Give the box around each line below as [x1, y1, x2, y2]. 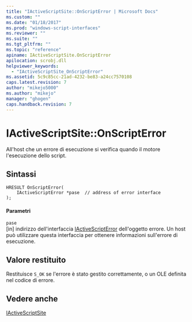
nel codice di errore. [6, 277, 55, 284]
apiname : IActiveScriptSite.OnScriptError [6, 52, 111, 58]
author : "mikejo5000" [6, 85, 59, 91]
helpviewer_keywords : [6, 63, 59, 69]
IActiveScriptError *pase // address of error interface [16, 190, 161, 196]
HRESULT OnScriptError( [6, 185, 64, 191]
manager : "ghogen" [6, 96, 51, 101]
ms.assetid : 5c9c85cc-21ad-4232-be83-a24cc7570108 [6, 74, 132, 80]
